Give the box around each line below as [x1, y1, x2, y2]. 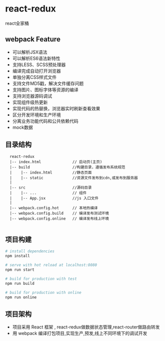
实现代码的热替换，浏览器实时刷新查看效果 [12, 105, 100, 111]
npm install [5, 254, 30, 259]
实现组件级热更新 [12, 99, 48, 105]
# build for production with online [5, 290, 81, 295]
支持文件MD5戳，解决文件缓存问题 [12, 80, 84, 86]
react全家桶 [5, 20, 29, 26]
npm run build [5, 281, 35, 286]
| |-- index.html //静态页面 [9, 170, 92, 175]
